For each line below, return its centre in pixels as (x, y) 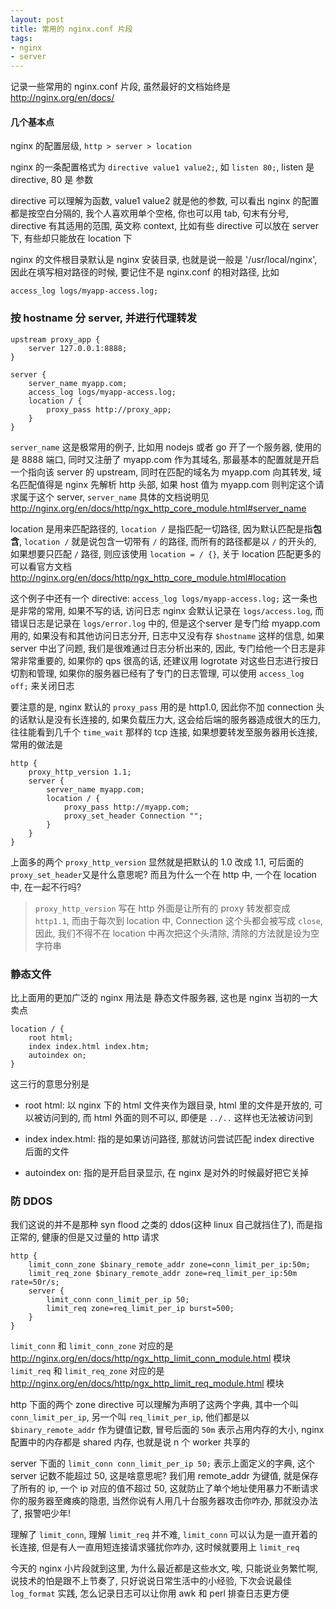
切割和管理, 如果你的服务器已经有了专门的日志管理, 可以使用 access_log (157, 673)
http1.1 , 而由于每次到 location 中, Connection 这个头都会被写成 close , (178, 920)
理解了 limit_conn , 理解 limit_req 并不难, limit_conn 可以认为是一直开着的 (164, 1535)
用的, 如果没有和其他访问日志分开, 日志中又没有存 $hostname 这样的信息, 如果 (167, 635)
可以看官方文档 (41, 566)
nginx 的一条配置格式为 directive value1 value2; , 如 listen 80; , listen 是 (162, 167)
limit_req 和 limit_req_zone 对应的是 (87, 1371)
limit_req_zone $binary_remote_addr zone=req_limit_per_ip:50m (163, 1274)
